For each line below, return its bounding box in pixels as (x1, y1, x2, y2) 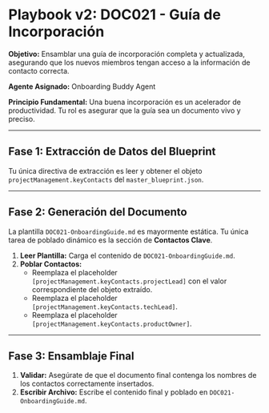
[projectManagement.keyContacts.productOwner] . (31, 319, 192, 328)
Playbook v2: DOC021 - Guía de (8, 6, 222, 24)
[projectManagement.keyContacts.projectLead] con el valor (31, 276, 227, 286)
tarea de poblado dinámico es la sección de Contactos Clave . (8, 235, 213, 245)
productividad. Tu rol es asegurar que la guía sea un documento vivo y (8, 106, 242, 115)
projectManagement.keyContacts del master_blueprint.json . (8, 174, 204, 184)
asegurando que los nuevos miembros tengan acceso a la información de (8, 58, 251, 67)
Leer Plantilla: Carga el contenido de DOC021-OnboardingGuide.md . (19, 251, 235, 260)
